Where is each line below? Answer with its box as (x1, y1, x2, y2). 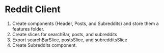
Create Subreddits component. (12, 42, 77, 48)
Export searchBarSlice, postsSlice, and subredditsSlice (12, 37, 128, 43)
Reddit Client (5, 4, 61, 15)
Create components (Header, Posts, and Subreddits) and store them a (12, 20, 159, 26)
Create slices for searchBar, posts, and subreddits (12, 31, 118, 37)
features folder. (12, 25, 44, 32)
